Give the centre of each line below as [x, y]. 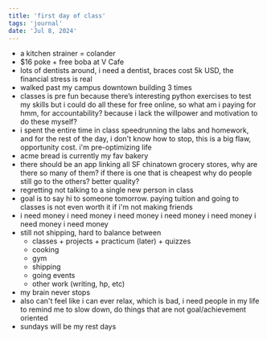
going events [53, 276]
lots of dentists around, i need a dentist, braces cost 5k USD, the [127, 71]
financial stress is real [56, 79]
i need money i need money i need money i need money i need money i [138, 216]
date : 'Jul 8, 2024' [43, 31]
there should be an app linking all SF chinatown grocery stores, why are [139, 165]
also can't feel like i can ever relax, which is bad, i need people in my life [140, 301]
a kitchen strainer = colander [68, 54]
